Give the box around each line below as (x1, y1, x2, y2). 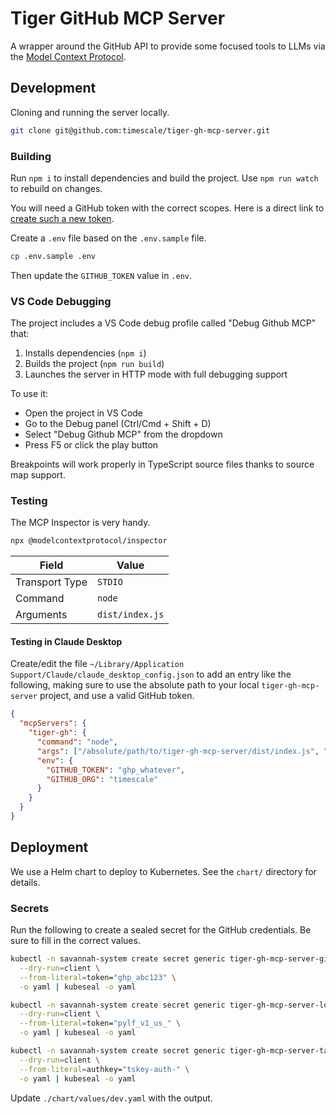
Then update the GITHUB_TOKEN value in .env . (10, 269, 193, 281)
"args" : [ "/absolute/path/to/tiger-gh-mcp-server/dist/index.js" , (36, 746, 320, 756)
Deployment (10, 839, 89, 856)
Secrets (10, 901, 50, 915)
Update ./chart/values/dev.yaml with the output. (10, 1092, 213, 1104)
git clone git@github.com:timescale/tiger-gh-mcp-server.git (10, 125, 271, 136)
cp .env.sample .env (10, 251, 97, 261)
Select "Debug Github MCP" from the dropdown (24, 428, 223, 441)
